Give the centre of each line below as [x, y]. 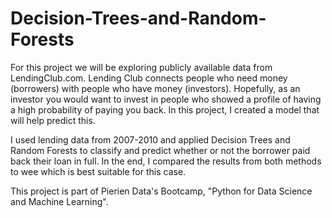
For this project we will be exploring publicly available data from [141, 67]
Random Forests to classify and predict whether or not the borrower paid [160, 150]
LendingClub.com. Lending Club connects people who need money [149, 78]
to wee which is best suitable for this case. [98, 171]
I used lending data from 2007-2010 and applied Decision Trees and [150, 139]
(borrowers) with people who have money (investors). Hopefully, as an [155, 88]
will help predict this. [53, 120]
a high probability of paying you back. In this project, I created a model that [165, 109]
